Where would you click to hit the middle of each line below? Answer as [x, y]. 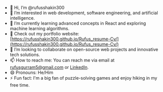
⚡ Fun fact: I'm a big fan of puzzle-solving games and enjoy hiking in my [83, 78]
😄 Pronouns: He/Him [31, 72]
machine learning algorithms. [40, 29]
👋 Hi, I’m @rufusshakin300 [37, 8]
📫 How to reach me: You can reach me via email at [62, 60]
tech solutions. [25, 55]
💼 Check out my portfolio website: [44, 34]
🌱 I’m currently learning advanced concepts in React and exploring [78, 23]
